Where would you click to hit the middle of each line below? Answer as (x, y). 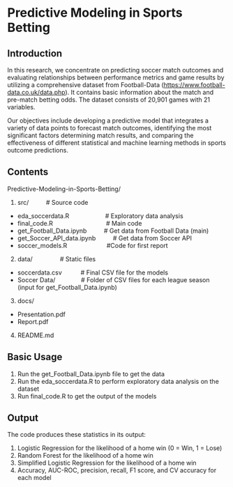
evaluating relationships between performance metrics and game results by (116, 77)
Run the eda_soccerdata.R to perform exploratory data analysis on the (118, 381)
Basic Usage (35, 357)
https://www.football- (194, 85)
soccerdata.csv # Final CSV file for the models (93, 272)
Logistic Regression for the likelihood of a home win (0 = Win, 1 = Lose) (120, 448)
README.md (36, 335)
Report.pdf (33, 321)
